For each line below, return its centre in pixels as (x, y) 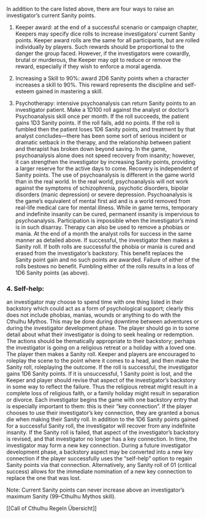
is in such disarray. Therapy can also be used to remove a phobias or (102, 227)
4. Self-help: (25, 288)
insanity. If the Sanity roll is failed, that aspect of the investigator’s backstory (103, 433)
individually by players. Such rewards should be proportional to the (100, 47)
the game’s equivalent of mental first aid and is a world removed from (103, 201)
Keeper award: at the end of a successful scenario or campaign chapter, (106, 27)
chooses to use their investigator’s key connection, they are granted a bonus (103, 413)
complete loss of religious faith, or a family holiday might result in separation (103, 393)
